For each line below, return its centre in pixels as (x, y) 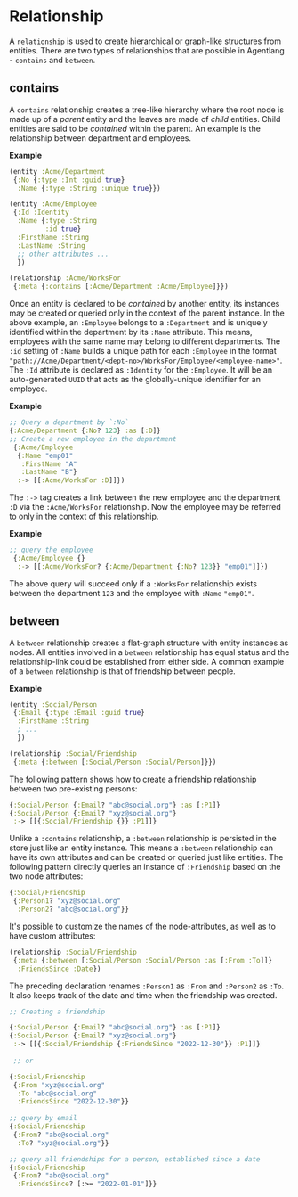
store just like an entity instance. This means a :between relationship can (141, 848)
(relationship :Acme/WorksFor (65, 278)
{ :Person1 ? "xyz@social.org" (67, 901)
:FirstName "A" (49, 464)
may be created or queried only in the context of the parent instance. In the (147, 313)
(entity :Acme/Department (57, 171)
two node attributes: (46, 876)
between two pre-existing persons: (73, 788)
